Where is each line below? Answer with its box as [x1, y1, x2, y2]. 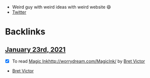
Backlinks [5, 26, 46, 37]
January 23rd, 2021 [5, 46, 66, 54]
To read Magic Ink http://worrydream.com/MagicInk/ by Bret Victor [12, 58, 145, 64]
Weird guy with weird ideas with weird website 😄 [12, 4, 111, 10]
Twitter [12, 9, 27, 15]
